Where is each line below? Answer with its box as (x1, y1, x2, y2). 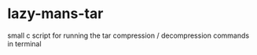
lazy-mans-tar (7, 5, 104, 23)
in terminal (7, 38, 42, 48)
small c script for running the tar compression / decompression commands (7, 31, 249, 40)
